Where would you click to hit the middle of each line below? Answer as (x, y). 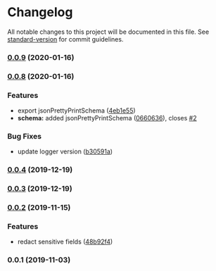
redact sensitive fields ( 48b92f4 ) (65, 242)
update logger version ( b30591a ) (65, 151)
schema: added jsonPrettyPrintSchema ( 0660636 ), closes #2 (107, 118)
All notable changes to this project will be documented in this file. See (108, 32)
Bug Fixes (25, 136)
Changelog (40, 12)
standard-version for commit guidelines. (65, 39)
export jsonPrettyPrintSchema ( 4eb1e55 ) (76, 111)
